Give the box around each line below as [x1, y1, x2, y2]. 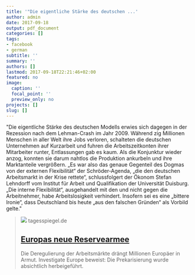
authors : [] [6, 63, 35, 70]
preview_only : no [11, 96, 54, 102]
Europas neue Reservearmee [20, 234, 130, 244]
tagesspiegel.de [28, 217, 67, 224]
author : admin [6, 14, 41, 20]
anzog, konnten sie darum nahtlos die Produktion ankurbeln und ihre [6, 155, 173, 162]
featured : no [6, 74, 38, 80]
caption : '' [11, 86, 41, 91]
